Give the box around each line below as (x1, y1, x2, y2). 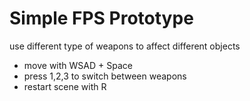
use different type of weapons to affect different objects (9, 40, 241, 52)
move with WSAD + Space (23, 59, 133, 71)
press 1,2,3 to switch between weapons (23, 70, 187, 82)
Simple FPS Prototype (9, 7, 194, 30)
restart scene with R (23, 80, 107, 92)
